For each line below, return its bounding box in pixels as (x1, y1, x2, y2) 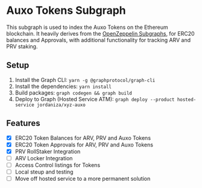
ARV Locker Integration (14, 154, 73, 161)
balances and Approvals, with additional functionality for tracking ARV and (6, 36, 191, 43)
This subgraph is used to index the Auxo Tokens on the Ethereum (6, 23, 169, 31)
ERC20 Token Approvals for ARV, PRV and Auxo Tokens (14, 141, 154, 148)
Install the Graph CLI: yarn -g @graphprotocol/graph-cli (14, 76, 156, 83)
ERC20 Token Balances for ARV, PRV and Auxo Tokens (14, 134, 151, 142)
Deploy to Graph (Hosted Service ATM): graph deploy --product (14, 95, 175, 102)
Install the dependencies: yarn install (14, 83, 112, 90)
